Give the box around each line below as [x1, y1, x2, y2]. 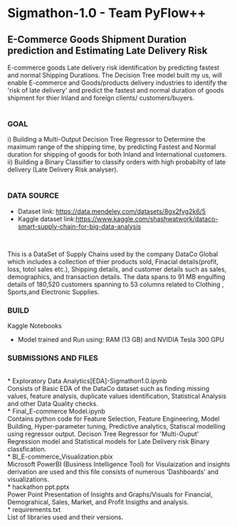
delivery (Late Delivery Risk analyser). [7, 165, 119, 174]
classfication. [7, 445, 47, 454]
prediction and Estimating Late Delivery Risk [7, 44, 208, 56]
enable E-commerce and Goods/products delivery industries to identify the [7, 78, 228, 87]
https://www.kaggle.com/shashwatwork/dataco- [75, 214, 218, 223]
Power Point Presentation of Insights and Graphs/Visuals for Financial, [7, 490, 213, 499]
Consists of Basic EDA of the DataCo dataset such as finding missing [7, 385, 210, 393]
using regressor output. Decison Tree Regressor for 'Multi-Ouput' [7, 429, 199, 439]
